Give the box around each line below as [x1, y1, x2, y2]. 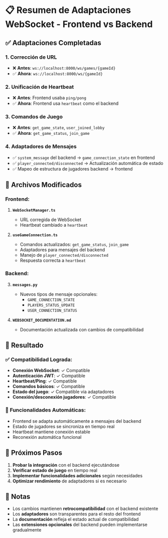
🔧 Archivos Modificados [5, 181, 82, 189]
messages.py [12, 282, 38, 287]
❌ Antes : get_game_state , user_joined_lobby [12, 124, 105, 131]
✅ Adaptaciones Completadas [5, 39, 102, 47]
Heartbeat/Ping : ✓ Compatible [12, 378, 77, 384]
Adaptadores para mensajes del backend [20, 247, 105, 253]
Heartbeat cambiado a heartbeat [20, 222, 88, 228]
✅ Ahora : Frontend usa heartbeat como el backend [12, 100, 119, 106]
